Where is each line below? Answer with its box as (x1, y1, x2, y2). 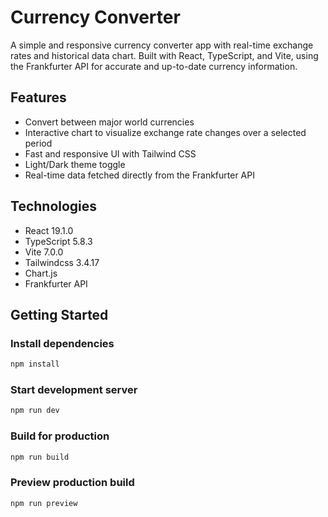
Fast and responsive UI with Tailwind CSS (24, 147, 197, 160)
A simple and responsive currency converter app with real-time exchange (10, 39, 314, 51)
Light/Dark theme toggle (24, 158, 126, 170)
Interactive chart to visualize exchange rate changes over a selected (24, 126, 307, 138)
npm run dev (10, 406, 60, 416)
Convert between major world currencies (24, 116, 195, 128)
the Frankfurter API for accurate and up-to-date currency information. (10, 60, 298, 72)
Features (10, 89, 67, 106)
